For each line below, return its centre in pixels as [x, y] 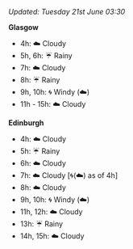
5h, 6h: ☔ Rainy [46, 55]
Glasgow [23, 27]
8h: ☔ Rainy [40, 80]
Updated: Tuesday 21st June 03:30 [67, 12]
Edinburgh [26, 123]
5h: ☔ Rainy [40, 151]
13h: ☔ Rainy [41, 224]
